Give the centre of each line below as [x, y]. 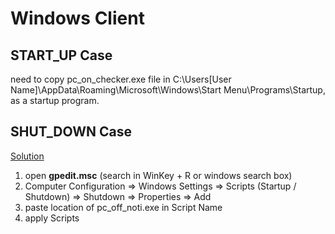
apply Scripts [52, 218]
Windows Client [77, 18]
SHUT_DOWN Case [71, 132]
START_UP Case [61, 55]
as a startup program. [55, 100]
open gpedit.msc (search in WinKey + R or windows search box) [158, 175]
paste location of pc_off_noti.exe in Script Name [123, 207]
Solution [27, 156]
